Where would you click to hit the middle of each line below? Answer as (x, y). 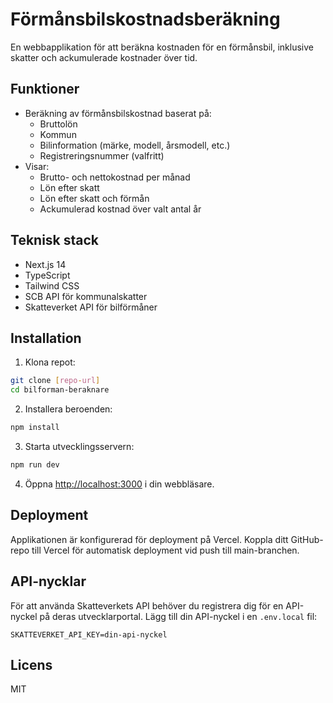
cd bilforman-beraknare (60, 390)
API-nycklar (48, 581)
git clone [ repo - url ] (55, 381)
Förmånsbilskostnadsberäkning (145, 19)
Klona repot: (50, 362)
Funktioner (45, 89)
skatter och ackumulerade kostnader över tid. (104, 57)
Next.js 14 (45, 264)
